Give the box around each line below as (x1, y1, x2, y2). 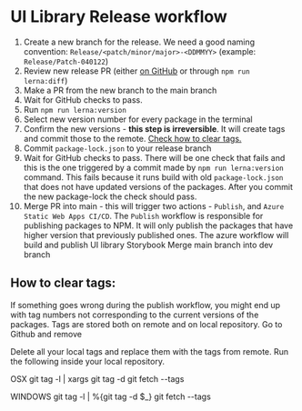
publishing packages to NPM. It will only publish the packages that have (23, 220, 294, 231)
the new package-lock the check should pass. (23, 191, 197, 202)
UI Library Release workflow (10, 6, 228, 27)
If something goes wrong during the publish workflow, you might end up (10, 299, 281, 310)
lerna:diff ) (23, 75, 68, 85)
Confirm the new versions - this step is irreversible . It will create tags (23, 123, 286, 134)
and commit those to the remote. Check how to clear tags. (23, 133, 242, 144)
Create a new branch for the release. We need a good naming (23, 36, 256, 47)
